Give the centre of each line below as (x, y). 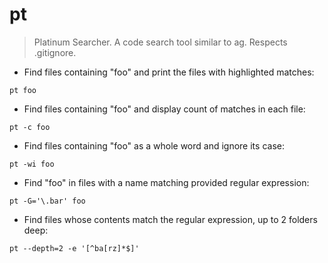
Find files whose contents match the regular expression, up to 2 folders (170, 219)
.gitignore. (55, 52)
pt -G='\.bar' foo (47, 201)
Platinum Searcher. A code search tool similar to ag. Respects (160, 42)
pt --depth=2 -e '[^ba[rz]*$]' (74, 248)
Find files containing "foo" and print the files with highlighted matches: (169, 72)
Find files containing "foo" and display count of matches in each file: (164, 109)
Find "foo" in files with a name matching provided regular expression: (166, 182)
